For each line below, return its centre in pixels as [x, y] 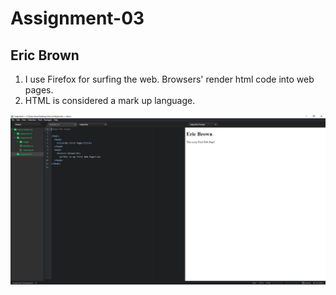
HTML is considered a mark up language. [110, 100]
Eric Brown [45, 55]
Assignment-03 [77, 18]
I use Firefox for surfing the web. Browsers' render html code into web [169, 79]
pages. [39, 90]
